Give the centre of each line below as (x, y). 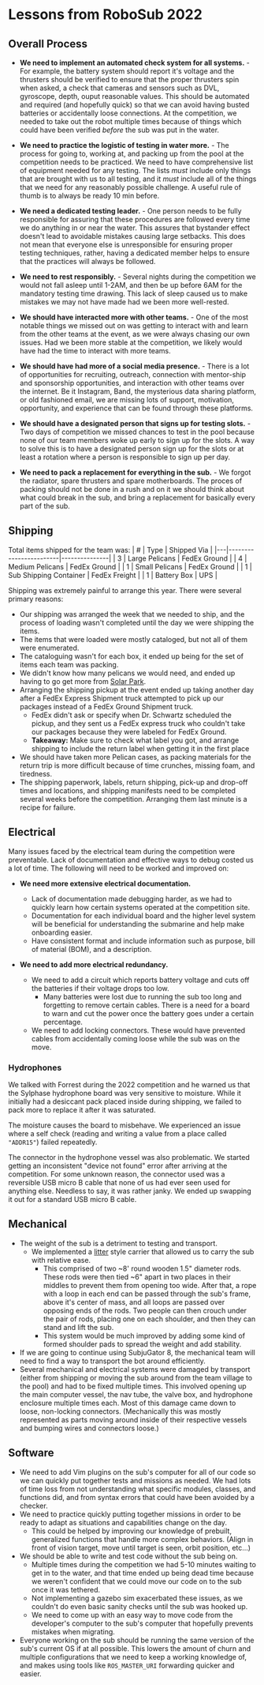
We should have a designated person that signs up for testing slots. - (135, 423)
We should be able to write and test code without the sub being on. (128, 1556)
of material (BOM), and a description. (91, 949)
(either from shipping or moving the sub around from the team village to (136, 1377)
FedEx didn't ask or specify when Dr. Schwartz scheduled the (132, 715)
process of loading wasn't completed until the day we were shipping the (137, 622)
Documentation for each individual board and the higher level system (143, 916)
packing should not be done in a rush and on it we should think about (132, 489)
